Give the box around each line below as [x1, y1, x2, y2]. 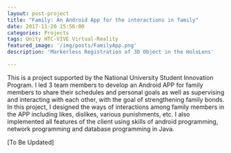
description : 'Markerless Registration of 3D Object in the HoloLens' [7, 49, 214, 56]
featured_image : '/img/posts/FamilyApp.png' [7, 42, 137, 49]
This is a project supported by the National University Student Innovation [7, 73, 214, 81]
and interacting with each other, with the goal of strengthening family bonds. [7, 95, 225, 103]
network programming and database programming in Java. [7, 125, 174, 133]
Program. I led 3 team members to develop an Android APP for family [7, 81, 203, 89]
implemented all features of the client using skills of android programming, [7, 117, 219, 125]
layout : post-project [7, 10, 70, 17]
